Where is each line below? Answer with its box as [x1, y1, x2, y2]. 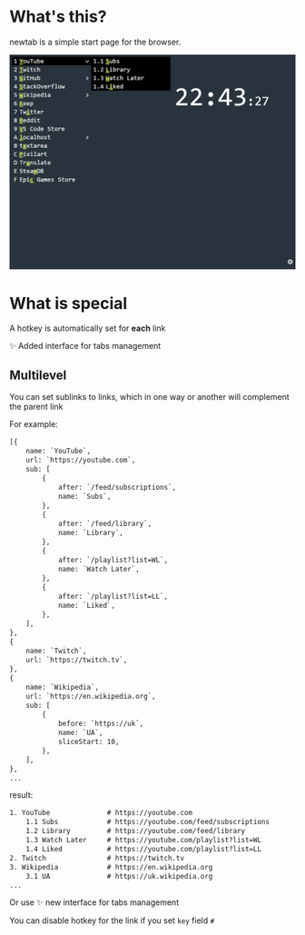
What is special [9, 293, 128, 313]
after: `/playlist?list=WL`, [57, 556, 169, 565]
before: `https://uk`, [57, 720, 144, 729]
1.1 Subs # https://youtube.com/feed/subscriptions [25, 818, 271, 827]
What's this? [9, 6, 107, 27]
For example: [9, 419, 59, 430]
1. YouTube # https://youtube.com [9, 809, 193, 818]
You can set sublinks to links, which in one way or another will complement [9, 392, 290, 403]
